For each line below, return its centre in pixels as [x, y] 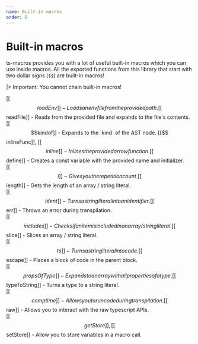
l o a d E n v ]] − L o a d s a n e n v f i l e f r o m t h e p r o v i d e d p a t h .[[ [100, 108]
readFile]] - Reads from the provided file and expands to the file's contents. [98, 117]
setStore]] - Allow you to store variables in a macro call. [74, 335]
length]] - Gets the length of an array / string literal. [69, 185]
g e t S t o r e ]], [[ [100, 326]
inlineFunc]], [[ [24, 142]
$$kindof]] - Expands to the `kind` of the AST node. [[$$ [100, 133]
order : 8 [17, 17]
